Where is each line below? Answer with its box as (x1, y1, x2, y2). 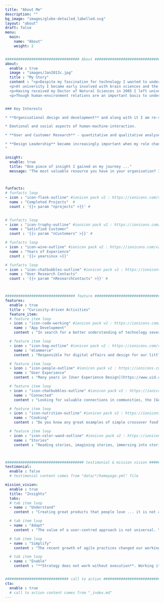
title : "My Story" (9, 75, 49, 80)
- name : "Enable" (9, 559, 47, 564)
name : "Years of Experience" (9, 249, 71, 254)
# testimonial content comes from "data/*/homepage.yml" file (9, 473, 139, 479)
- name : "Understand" (9, 505, 56, 510)
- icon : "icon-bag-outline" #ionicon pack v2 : (9, 343, 110, 348)
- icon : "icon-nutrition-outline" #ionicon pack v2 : (9, 411, 123, 416)
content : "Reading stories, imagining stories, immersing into (14, 442, 147, 447)
